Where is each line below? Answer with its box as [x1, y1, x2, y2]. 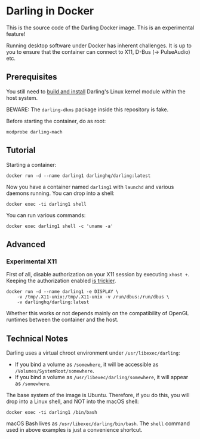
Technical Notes [6, 333, 69, 343]
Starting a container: [6, 161, 57, 168]
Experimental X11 [6, 257, 57, 266]
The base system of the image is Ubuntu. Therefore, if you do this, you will [6, 392, 190, 399]
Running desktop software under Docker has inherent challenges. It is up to [6, 42, 192, 49]
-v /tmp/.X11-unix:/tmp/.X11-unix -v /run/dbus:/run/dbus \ [17, 294, 170, 300]
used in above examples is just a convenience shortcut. [6, 426, 143, 434]
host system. [6, 94, 38, 101]
